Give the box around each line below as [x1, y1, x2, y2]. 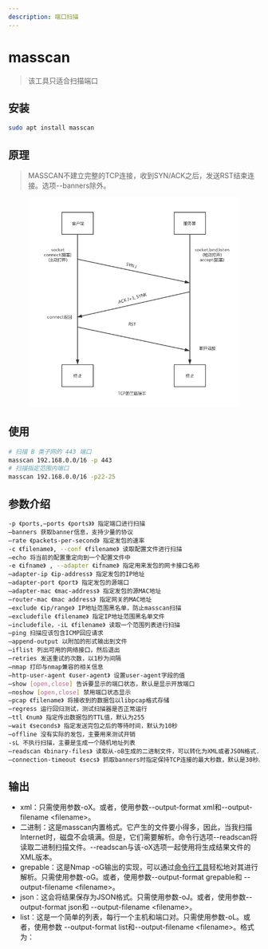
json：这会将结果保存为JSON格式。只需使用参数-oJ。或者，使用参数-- [19, 892, 253, 902]
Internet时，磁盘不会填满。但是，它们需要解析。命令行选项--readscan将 [19, 832, 258, 842]
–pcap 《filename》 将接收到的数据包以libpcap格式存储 [8, 697, 170, 705]
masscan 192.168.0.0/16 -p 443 [8, 456, 112, 464]
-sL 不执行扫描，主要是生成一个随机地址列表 [8, 739, 136, 747]
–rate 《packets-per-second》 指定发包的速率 [8, 536, 145, 545]
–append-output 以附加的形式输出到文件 [8, 637, 128, 646]
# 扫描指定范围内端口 [8, 464, 69, 473]
